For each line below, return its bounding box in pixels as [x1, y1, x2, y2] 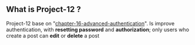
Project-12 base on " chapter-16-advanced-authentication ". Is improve [6, 20, 175, 27]
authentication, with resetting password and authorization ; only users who [6, 26, 190, 33]
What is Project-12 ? [6, 5, 81, 14]
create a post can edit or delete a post [6, 32, 100, 39]
